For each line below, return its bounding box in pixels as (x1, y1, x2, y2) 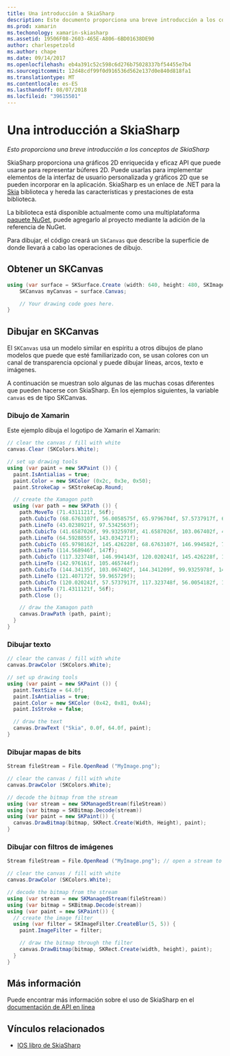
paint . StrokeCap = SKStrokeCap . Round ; (13, 484, 125, 491)
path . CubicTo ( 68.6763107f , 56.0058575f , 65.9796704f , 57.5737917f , (19, 515, 219, 522)
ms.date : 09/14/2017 (7, 55, 66, 62)
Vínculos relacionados (7, 1023, 105, 1035)
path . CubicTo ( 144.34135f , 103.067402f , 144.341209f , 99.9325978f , (19, 567, 216, 574)
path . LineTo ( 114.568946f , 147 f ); (19, 547, 118, 554)
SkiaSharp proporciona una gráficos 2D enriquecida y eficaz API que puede (7, 159, 221, 167)
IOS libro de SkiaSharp (16, 1041, 81, 1050)
